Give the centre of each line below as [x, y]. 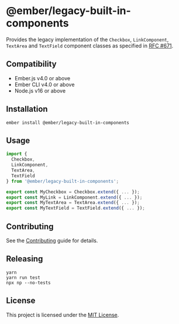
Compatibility [31, 64]
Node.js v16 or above [40, 91]
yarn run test [23, 277]
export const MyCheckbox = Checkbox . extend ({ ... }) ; [73, 192]
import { [17, 154]
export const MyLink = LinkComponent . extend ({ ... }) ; [74, 197]
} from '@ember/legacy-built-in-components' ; [62, 181]
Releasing [25, 259]
